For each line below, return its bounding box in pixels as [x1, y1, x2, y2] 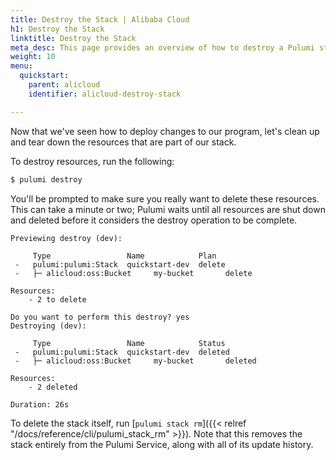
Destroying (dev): [10, 321, 87, 331]
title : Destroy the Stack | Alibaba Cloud [10, 14, 190, 25]
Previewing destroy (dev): [10, 233, 123, 243]
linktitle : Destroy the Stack [10, 33, 137, 43]
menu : [10, 61, 33, 71]
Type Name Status [32, 338, 226, 348]
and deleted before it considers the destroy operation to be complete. [10, 214, 298, 226]
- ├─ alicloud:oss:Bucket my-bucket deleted [14, 356, 257, 366]
